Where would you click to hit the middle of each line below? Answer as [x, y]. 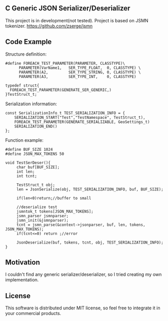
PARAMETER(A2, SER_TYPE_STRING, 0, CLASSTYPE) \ [80, 72]
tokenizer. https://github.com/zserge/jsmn [49, 26]
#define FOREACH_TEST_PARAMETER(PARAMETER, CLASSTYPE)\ [65, 63]
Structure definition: [26, 54]
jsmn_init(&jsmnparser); [43, 220]
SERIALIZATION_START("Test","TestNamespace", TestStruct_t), [80, 117]
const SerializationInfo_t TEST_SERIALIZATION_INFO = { [65, 113]
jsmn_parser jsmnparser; [43, 216]
